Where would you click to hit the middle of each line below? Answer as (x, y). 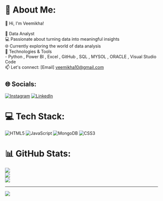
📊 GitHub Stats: (38, 153)
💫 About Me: (31, 10)
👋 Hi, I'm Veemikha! (24, 23)
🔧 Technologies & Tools (28, 51)
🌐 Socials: (21, 84)
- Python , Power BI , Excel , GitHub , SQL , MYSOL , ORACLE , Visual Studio (81, 56)
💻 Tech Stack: (35, 116)
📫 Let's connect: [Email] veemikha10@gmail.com (55, 67)
